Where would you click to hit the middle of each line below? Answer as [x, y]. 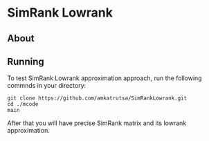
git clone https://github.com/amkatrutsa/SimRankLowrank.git [97, 98]
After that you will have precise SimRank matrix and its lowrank [97, 123]
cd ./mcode [23, 104]
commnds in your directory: [47, 86]
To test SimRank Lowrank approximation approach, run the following [104, 78]
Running [26, 61]
